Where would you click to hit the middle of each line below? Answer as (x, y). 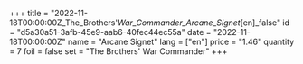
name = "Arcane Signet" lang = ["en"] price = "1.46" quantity (181, 41)
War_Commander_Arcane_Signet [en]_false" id (204, 23)
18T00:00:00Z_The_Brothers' (64, 23)
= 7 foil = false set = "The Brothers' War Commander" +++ (118, 51)
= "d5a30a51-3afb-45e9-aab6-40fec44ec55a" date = (110, 32)
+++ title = (29, 13)
